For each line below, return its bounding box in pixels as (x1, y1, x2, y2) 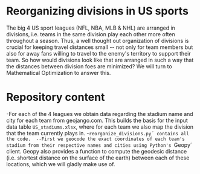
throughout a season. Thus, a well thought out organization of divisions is (6, 37, 189, 44)
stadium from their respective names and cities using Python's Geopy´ (6, 141, 192, 149)
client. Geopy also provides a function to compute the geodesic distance (6, 147, 187, 155)
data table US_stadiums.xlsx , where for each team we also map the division (6, 123, 194, 130)
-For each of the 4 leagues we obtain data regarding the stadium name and (6, 110, 193, 117)
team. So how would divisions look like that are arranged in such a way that (6, 56, 194, 63)
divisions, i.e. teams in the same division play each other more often (6, 30, 175, 37)
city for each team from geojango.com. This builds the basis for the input (6, 117, 189, 124)
